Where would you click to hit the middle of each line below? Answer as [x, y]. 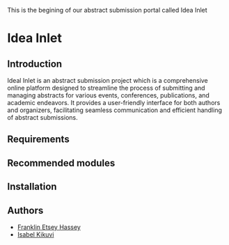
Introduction [35, 64]
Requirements [38, 140]
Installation [32, 187]
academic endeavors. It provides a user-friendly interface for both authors [114, 103]
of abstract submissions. [42, 117]
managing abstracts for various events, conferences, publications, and [109, 95]
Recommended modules [61, 163]
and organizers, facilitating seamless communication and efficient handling [115, 110]
